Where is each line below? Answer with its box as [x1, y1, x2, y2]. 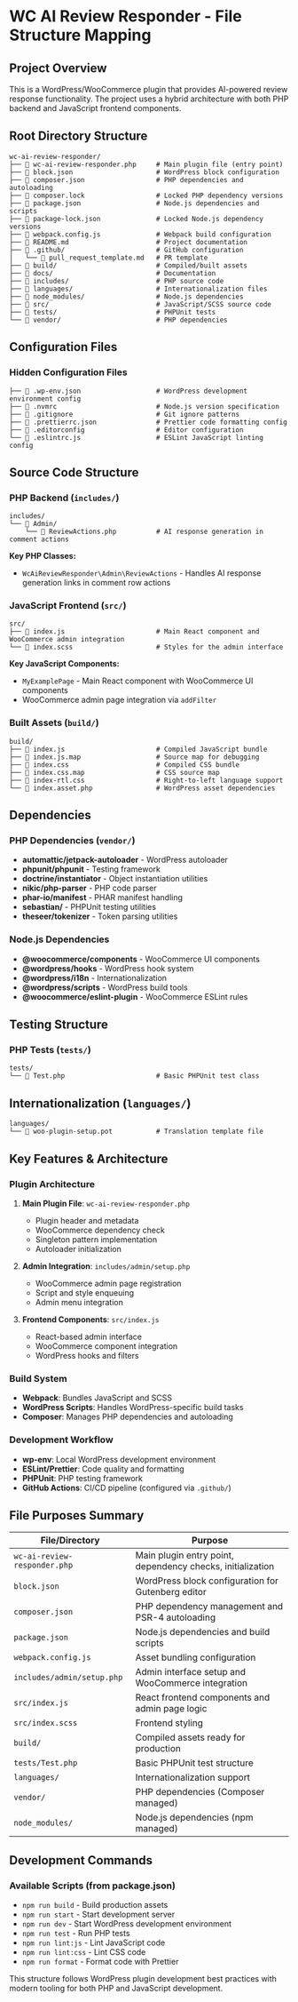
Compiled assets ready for [135, 1731, 246, 1743]
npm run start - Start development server [21, 1909, 176, 1920]
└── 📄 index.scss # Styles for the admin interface [9, 642, 284, 652]
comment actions [9, 535, 69, 544]
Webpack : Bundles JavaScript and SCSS [21, 1392, 173, 1403]
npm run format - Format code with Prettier [21, 1957, 179, 1967]
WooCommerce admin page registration [35, 1278, 182, 1288]
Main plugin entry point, [135, 1549, 234, 1561]
